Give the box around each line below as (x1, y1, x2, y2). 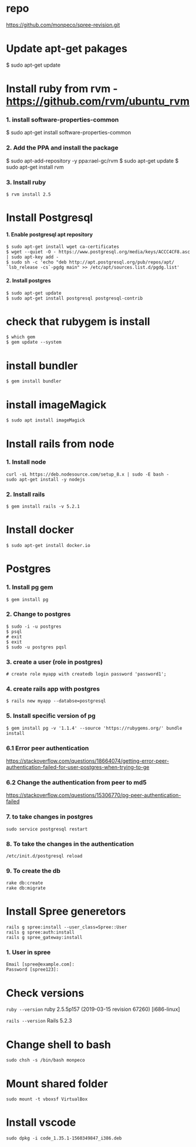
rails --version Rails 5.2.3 (6, 1017, 72, 1024)
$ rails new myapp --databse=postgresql (6, 698, 107, 704)
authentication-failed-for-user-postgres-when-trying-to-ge (6, 764, 150, 771)
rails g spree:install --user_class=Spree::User (6, 924, 127, 930)
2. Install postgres (6, 276, 51, 284)
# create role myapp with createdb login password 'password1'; (6, 671, 167, 677)
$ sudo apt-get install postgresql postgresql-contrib (6, 295, 143, 301)
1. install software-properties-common (6, 116, 119, 124)
